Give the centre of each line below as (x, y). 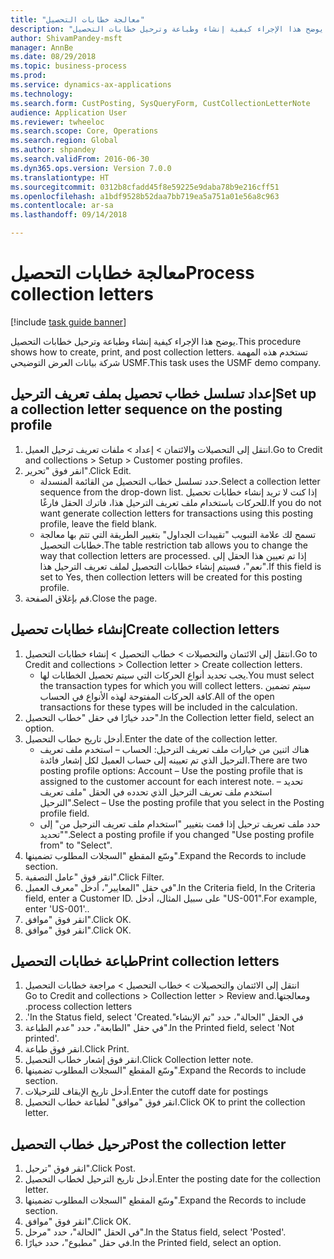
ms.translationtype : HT (60, 177)
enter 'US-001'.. (57, 908)
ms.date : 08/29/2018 (53, 57)
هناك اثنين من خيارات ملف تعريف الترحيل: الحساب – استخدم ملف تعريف (174, 749)
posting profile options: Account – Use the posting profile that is (171, 770)
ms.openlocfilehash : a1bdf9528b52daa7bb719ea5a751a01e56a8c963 (145, 196)
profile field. (64, 813)
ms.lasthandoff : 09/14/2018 (69, 215)
